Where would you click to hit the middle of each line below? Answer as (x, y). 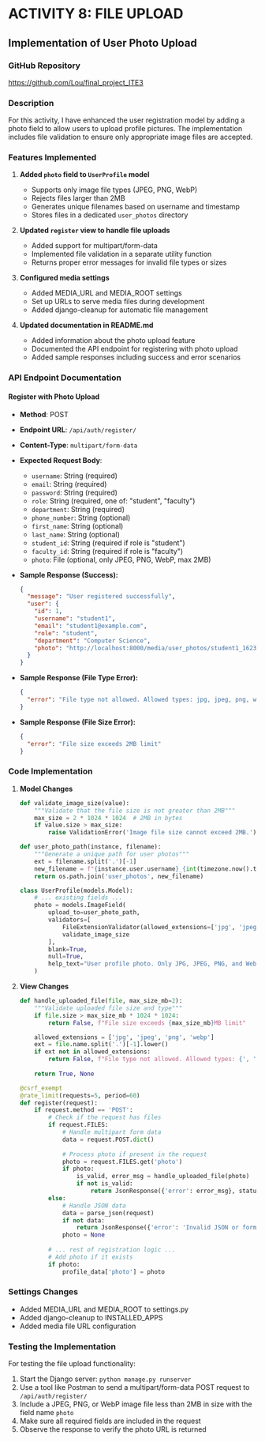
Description (31, 103)
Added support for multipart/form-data (94, 246)
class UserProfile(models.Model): (76, 890)
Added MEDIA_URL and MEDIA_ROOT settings (107, 293)
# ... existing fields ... (78, 898)
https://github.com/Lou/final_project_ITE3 (76, 82)
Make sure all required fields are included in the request (110, 1421)
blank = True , (68, 949)
